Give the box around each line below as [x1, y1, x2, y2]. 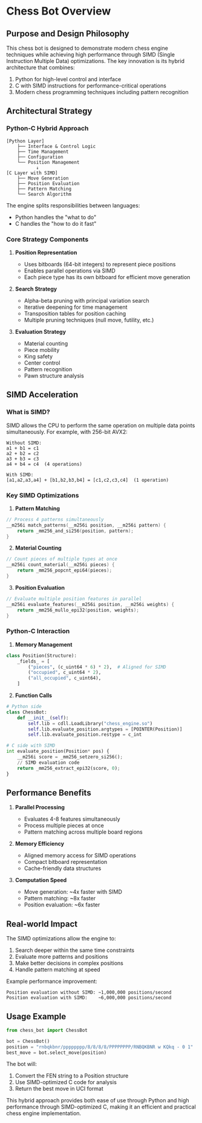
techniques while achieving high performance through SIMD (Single [6, 51, 175, 58]
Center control [24, 359, 60, 366]
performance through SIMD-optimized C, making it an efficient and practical [6, 1103, 197, 1111]
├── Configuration [17, 153, 64, 160]
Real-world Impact [6, 919, 77, 929]
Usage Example [6, 1011, 67, 1022]
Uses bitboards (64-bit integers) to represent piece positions [24, 260, 176, 268]
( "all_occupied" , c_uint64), [28, 675, 102, 681]
